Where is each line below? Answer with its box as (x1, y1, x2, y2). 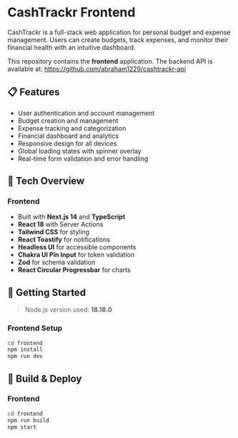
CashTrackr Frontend (7, 4, 136, 21)
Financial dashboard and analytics (17, 131, 119, 140)
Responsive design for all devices (17, 139, 117, 147)
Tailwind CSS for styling (17, 228, 90, 237)
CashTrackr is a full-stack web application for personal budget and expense (7, 28, 231, 36)
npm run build (7, 417, 50, 424)
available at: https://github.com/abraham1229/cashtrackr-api (7, 64, 187, 73)
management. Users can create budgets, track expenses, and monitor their (7, 35, 229, 44)
